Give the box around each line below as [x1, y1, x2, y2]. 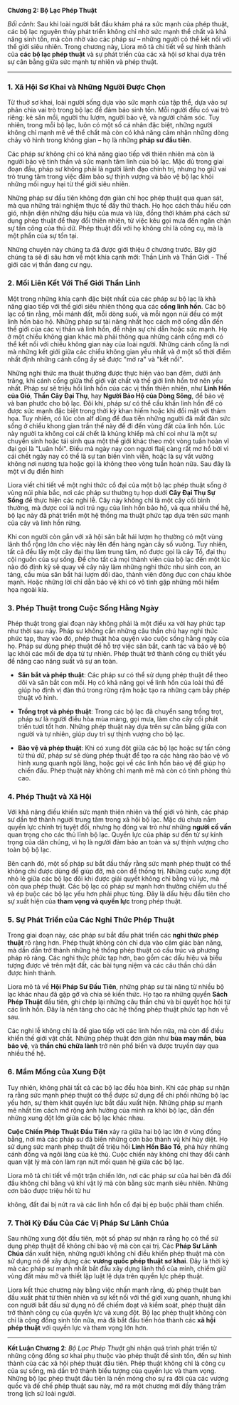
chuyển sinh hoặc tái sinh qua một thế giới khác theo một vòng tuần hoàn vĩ [7, 437, 230, 445]
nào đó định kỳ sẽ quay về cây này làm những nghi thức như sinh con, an [7, 562, 222, 571]
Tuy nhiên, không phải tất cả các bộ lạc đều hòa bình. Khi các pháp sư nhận [7, 1083, 230, 1091]
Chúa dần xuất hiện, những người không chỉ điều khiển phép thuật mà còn [7, 1249, 225, 1258]
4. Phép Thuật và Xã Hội [7, 791, 92, 801]
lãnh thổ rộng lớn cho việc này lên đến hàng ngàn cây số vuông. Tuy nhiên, [7, 540, 228, 548]
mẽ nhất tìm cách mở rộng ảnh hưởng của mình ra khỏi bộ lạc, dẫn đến [7, 1106, 215, 1114]
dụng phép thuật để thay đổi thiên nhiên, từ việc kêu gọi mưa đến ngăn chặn [7, 216, 231, 225]
